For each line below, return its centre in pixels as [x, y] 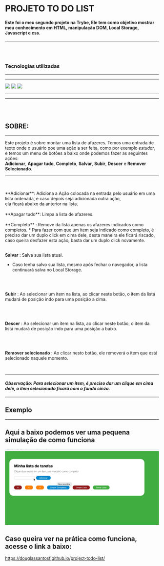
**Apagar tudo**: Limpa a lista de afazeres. [49, 214]
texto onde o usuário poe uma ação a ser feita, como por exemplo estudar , [80, 148]
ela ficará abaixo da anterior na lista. [41, 204]
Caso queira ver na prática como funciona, [71, 539]
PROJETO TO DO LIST [50, 9]
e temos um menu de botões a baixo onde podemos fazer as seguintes [76, 153]
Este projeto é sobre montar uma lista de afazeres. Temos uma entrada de [80, 142]
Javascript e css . [23, 33]
